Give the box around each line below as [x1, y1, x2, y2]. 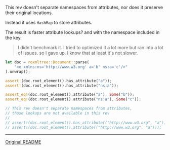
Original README [5, 139, 41, 145]
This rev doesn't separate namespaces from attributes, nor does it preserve [5, 5, 163, 10]
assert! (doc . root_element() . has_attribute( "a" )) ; [5, 78, 112, 83]
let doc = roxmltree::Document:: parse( [5, 60, 90, 65]
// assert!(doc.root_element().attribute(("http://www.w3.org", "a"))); [5, 125, 162, 130]
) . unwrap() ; [5, 69, 30, 74]
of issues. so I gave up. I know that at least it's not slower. [17, 50, 138, 56]
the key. [5, 35, 22, 41]
